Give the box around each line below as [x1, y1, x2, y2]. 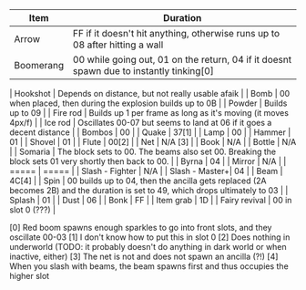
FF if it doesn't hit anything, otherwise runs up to [72, 27, 280, 39]
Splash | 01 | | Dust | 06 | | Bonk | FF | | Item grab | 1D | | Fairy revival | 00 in [9, 195, 292, 205]
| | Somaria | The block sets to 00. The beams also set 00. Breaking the [9, 146, 276, 157]
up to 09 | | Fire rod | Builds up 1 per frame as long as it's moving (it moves [9, 108, 290, 118]
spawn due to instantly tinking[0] [72, 65, 214, 77]
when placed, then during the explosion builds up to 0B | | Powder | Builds [9, 98, 288, 109]
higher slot [9, 271, 50, 281]
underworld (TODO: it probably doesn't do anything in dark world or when [9, 242, 287, 252]
